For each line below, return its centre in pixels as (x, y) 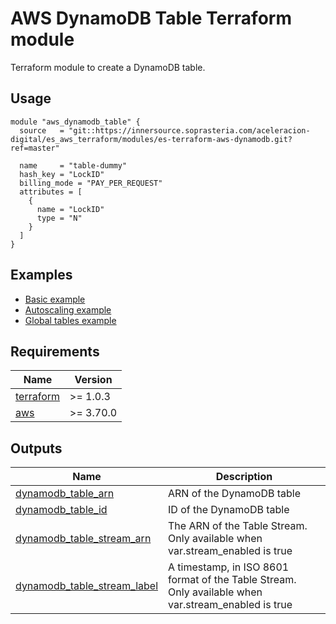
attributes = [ (51, 192)
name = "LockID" (70, 209)
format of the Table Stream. (232, 580)
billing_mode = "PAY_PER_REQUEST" (91, 183)
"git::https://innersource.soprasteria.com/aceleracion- (189, 130)
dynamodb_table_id (61, 510)
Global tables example (70, 320)
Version (93, 380)
